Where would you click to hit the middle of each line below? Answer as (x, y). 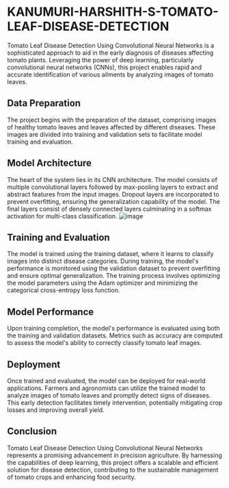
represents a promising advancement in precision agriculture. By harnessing (114, 455)
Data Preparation (44, 103)
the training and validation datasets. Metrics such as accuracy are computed (115, 335)
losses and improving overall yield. (56, 410)
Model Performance (51, 312)
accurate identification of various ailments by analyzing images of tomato (110, 74)
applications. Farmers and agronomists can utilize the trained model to (106, 388)
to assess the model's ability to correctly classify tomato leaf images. (105, 343)
